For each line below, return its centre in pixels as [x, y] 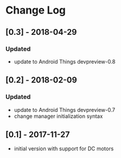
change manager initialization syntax [58, 116]
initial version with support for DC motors [64, 149]
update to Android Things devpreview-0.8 [65, 61]
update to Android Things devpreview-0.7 [65, 110]
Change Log [36, 10]
